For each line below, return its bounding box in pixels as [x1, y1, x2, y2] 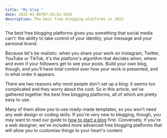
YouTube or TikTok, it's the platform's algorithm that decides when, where [5, 56, 157, 62]
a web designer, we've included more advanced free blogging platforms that [5, 122, 162, 128]
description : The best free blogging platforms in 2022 [5, 16, 124, 21]
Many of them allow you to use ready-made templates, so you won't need [5, 106, 157, 112]
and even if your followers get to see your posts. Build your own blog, [5, 61, 148, 67]
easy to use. [5, 97, 30, 103]
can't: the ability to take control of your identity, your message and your [5, 35, 152, 41]
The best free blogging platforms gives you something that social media [5, 30, 153, 36]
